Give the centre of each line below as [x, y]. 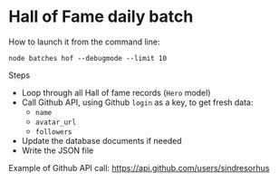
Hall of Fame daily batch [101, 17]
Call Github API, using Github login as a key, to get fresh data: [137, 102]
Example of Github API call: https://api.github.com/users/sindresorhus [139, 168]
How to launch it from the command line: [84, 42]
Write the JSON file [58, 150]
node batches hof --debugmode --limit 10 [88, 58]
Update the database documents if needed [101, 140]
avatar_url [56, 122]
